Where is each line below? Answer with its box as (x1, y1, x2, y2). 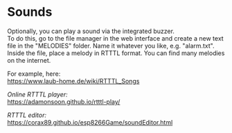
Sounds (7, 4, 53, 20)
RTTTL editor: (7, 111, 47, 119)
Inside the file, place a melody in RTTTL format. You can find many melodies (7, 49, 225, 57)
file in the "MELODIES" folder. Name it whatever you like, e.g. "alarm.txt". (7, 41, 215, 50)
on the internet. (7, 56, 51, 64)
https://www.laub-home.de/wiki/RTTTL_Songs (7, 76, 140, 85)
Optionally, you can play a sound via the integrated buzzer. (7, 27, 175, 35)
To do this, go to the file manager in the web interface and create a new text (7, 34, 224, 42)
